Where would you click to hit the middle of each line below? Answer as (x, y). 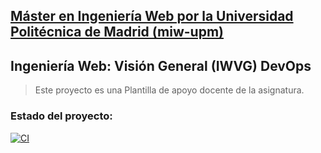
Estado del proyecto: (61, 116)
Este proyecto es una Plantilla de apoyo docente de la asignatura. (169, 90)
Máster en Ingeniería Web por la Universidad (152, 16)
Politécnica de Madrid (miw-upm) (117, 32)
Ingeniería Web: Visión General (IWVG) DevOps (161, 65)
